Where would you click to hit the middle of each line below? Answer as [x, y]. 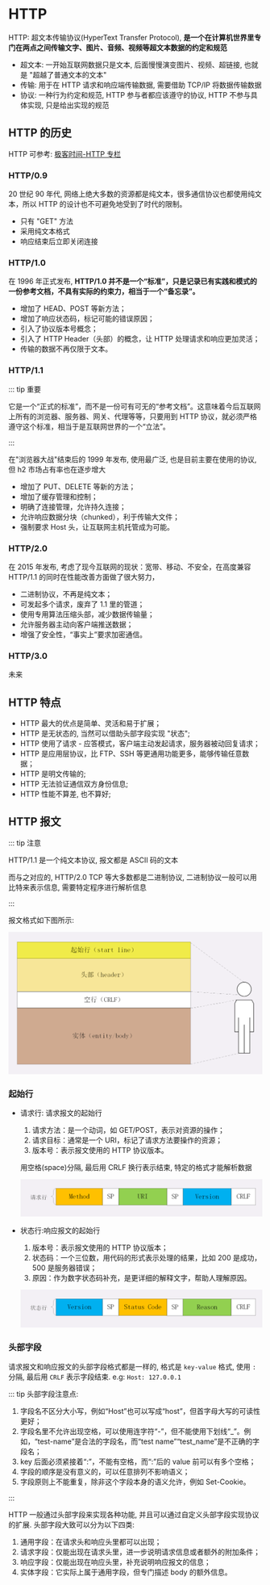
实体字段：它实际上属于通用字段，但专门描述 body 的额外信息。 [126, 1572]
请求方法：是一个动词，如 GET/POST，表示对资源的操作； [129, 1130]
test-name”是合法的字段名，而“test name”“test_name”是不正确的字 [149, 1441]
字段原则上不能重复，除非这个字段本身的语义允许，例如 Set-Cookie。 [135, 1482]
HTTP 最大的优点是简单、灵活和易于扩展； [91, 723]
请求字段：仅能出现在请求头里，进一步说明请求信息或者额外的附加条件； [140, 1552]
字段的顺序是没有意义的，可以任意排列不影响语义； [105, 1471]
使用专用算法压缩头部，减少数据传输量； [87, 614]
